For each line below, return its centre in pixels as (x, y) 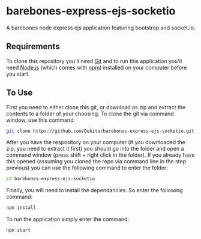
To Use (19, 93)
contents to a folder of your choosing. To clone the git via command (90, 113)
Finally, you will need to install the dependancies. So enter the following (94, 190)
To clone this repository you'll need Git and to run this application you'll (94, 61)
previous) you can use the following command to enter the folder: (87, 168)
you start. (18, 74)
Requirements (33, 47)
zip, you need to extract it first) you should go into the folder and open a (95, 149)
